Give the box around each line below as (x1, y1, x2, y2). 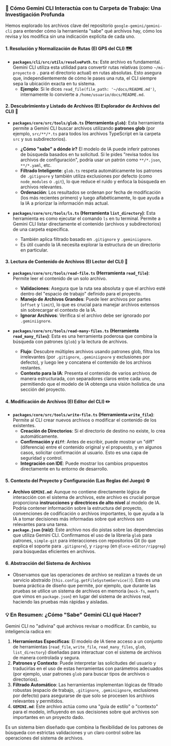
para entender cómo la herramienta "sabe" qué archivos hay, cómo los (13, 28, 162, 34)
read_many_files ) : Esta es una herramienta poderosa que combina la (12, 333, 157, 339)
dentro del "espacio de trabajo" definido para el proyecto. (20, 290, 142, 296)
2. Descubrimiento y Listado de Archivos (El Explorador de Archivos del (5, 103, 160, 109)
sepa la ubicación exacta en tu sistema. (12, 80, 96, 86)
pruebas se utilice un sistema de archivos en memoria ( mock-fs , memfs (12, 588, 159, 594)
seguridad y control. (20, 455, 63, 461)
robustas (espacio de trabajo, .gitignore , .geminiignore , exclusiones (12, 687, 159, 693)
